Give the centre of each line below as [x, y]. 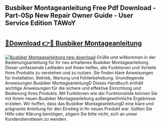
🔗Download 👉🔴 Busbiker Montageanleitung [73, 43]
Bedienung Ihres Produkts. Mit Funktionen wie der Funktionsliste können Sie [81, 93]
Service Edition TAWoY [41, 23]
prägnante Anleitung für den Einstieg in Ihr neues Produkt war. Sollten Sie [79, 109]
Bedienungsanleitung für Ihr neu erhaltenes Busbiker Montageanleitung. [77, 62]
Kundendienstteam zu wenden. [36, 119]
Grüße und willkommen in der [126, 57]
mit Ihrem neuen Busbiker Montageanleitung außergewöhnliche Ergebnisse [80, 98]
